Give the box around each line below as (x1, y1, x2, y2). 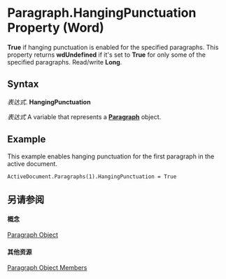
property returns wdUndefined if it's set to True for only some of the (7, 50, 206, 59)
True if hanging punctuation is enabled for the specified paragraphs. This (7, 43, 219, 51)
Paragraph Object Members (7, 264, 87, 272)
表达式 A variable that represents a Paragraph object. (7, 112, 162, 121)
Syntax (7, 79, 39, 90)
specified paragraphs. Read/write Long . (7, 57, 122, 66)
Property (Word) (7, 20, 104, 36)
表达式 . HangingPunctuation (7, 97, 91, 106)
